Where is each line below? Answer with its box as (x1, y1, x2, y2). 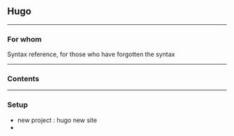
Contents (7, 74, 40, 84)
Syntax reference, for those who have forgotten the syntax (7, 50, 175, 58)
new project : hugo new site (17, 116, 97, 124)
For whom (7, 34, 42, 44)
